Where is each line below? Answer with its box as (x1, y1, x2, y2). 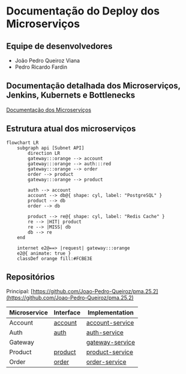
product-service (86, 348, 134, 357)
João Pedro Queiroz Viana (14, 57, 80, 64)
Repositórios (6, 272, 55, 282)
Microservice (9, 308, 48, 317)
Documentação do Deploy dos (6, 4, 160, 18)
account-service (86, 319, 134, 327)
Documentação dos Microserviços (6, 106, 92, 113)
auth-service (86, 328, 124, 337)
